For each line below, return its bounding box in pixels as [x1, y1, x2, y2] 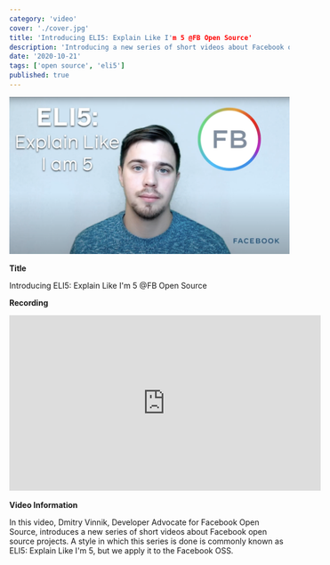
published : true [9, 71, 69, 80]
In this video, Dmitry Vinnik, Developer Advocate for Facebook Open [9, 517, 260, 528]
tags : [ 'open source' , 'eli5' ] [9, 61, 125, 70]
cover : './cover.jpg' [9, 23, 90, 33]
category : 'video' [9, 14, 77, 23]
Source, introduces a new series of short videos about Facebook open [9, 526, 268, 536]
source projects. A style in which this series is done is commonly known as [9, 536, 284, 546]
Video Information [9, 499, 78, 510]
